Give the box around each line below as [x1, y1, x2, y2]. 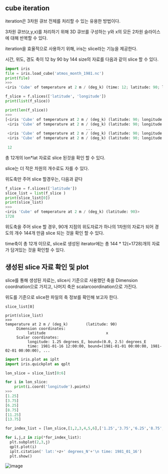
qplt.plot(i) [9, 444, 37, 449]
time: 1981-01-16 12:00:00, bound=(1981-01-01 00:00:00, [27, 344, 149, 349]
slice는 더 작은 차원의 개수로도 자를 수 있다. [5, 165, 89, 171]
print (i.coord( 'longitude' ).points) [14, 384, 91, 389]
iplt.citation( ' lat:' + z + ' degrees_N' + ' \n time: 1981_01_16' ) [9, 449, 142, 454]
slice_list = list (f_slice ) [5, 191, 66, 196]
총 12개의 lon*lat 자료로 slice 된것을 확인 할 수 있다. [5, 154, 106, 161]
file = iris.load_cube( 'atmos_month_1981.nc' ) [5, 71, 104, 76]
